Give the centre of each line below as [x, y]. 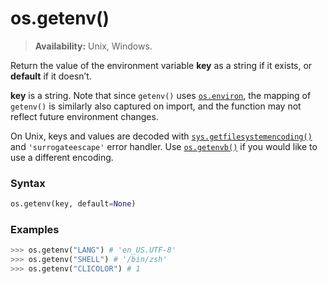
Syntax [28, 183]
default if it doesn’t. [51, 76]
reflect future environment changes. [84, 116]
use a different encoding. [62, 157]
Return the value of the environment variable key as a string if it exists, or [161, 65]
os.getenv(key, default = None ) [73, 204]
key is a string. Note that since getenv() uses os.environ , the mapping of [161, 95]
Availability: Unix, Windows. [93, 46]
